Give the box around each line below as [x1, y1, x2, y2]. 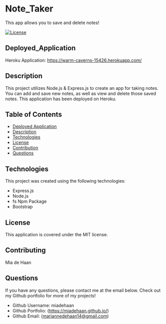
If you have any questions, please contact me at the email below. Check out [5, 287, 161, 293]
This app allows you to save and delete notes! [5, 20, 99, 26]
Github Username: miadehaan [12, 302, 74, 308]
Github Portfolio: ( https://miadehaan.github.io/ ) [12, 307, 109, 313]
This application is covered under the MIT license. [5, 232, 108, 237]
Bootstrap [12, 204, 33, 210]
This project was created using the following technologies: [5, 178, 126, 184]
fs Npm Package [12, 199, 47, 205]
